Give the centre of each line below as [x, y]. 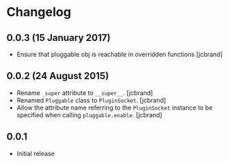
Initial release [35, 153]
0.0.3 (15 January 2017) [59, 38]
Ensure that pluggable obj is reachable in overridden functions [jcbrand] [119, 54]
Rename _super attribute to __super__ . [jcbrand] [85, 93]
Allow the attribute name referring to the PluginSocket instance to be [114, 108]
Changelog [39, 12]
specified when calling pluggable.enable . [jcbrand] [89, 114]
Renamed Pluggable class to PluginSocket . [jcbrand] [91, 100]
